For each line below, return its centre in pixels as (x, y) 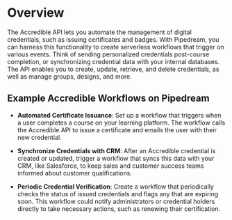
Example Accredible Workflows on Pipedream (108, 99)
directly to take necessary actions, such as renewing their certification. (119, 209)
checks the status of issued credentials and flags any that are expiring (118, 194)
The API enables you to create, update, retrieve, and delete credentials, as (113, 69)
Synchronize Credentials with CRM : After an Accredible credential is (116, 150)
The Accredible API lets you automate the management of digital (100, 32)
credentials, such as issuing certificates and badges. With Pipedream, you (113, 39)
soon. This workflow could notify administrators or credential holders (116, 201)
